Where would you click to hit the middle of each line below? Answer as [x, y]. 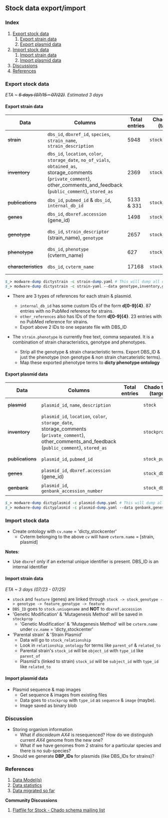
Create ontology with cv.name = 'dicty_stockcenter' [64, 531]
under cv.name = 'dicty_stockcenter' [56, 629]
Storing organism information [42, 729]
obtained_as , [62, 166]
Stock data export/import [45, 8]
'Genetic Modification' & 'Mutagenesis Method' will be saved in [77, 614]
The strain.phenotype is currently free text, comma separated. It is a [83, 336]
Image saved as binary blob [48, 706]
